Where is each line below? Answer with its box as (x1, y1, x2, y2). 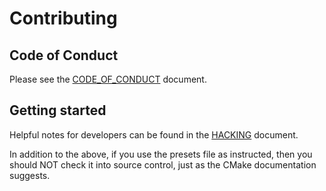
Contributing (9, 7, 118, 30)
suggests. (9, 169, 51, 181)
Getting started (9, 102, 107, 119)
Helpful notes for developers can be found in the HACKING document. (9, 128, 299, 141)
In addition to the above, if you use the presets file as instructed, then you (9, 148, 313, 160)
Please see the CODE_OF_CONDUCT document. (9, 73, 207, 85)
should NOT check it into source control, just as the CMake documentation (9, 158, 317, 171)
